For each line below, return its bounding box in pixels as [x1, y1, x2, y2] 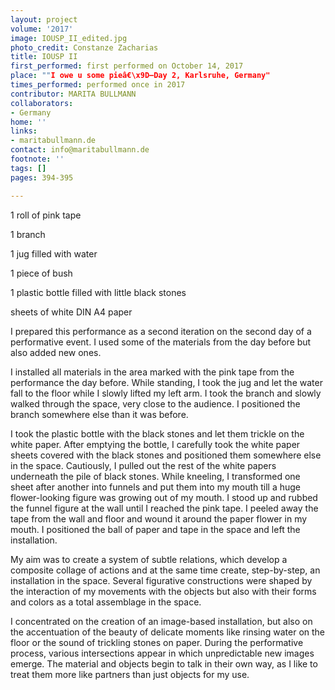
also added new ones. [10, 346, 102, 358]
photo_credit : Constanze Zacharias [10, 42, 159, 53]
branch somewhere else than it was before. [10, 408, 189, 420]
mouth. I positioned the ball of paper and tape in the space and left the [10, 523, 301, 535]
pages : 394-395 [10, 172, 74, 183]
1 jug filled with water [10, 247, 98, 260]
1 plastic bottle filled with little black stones [10, 286, 187, 298]
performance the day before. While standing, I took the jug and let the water [10, 376, 323, 388]
